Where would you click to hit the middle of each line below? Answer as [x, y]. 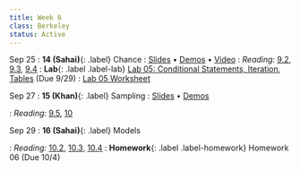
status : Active [38, 34]
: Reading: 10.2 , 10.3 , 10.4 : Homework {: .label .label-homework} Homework [149, 148]
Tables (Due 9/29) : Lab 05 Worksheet [80, 79]
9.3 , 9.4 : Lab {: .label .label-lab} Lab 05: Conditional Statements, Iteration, [145, 69]
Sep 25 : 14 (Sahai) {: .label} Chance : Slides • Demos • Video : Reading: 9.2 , [150, 60]
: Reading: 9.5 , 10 [41, 114]
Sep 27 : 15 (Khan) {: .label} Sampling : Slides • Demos [109, 96]
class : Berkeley [39, 26]
